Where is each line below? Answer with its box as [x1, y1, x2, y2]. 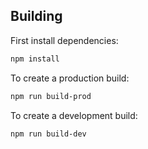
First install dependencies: [10, 34, 119, 46]
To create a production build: [10, 72, 130, 84]
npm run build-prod [10, 91, 92, 101]
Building [10, 8, 63, 25]
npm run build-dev [10, 129, 87, 139]
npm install [10, 54, 60, 64]
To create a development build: [10, 109, 138, 121]
